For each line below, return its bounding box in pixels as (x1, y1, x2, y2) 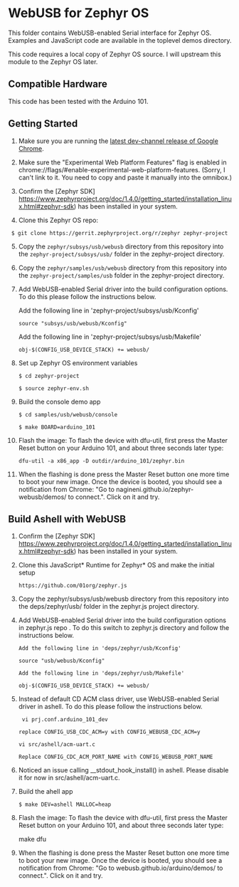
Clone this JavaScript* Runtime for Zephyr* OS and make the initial (18, 561, 216, 570)
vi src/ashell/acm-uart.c (18, 741, 95, 748)
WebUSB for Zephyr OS (8, 5, 149, 21)
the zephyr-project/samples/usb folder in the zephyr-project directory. (18, 271, 225, 279)
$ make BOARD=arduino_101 (18, 424, 95, 431)
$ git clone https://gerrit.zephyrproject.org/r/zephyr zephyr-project (11, 229, 228, 236)
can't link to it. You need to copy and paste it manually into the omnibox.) (18, 173, 232, 182)
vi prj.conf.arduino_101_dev (21, 716, 109, 723)
